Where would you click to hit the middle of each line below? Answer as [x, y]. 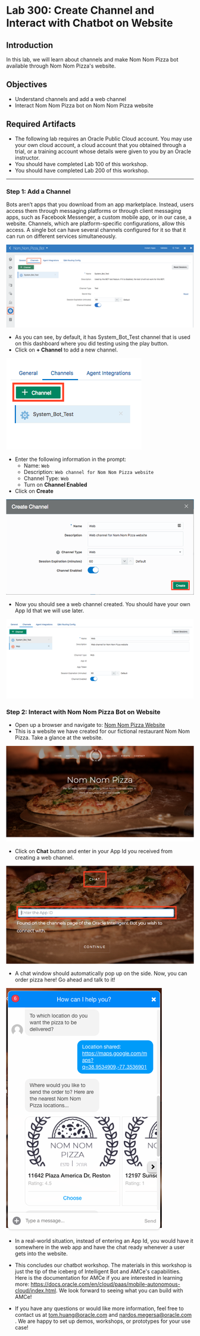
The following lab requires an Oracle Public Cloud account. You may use [103, 139]
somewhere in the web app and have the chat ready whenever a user [100, 1247]
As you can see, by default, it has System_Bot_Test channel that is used [102, 337]
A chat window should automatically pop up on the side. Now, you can [101, 973]
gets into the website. [41, 1254]
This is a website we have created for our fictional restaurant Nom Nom [102, 731]
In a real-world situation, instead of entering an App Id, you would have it [104, 1240]
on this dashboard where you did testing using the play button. [91, 344]
